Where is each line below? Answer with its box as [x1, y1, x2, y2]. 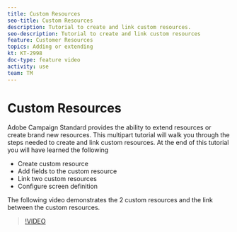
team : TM [7, 69, 33, 76]
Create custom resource [17, 160, 88, 168]
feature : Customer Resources [7, 37, 93, 44]
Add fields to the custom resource [17, 167, 117, 175]
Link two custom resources [17, 175, 97, 183]
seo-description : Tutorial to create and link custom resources [7, 30, 201, 37]
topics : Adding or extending [7, 43, 93, 50]
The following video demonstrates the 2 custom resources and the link [7, 196, 214, 204]
